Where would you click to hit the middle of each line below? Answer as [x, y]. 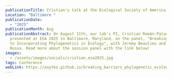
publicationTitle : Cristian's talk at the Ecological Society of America [86, 10]
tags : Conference [24, 63]
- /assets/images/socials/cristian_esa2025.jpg [62, 58]
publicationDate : [24, 19]
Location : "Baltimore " [31, 15]
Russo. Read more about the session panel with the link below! [80, 48]
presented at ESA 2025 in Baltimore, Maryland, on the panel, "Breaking [89, 39]
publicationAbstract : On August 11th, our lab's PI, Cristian [73, 34]
